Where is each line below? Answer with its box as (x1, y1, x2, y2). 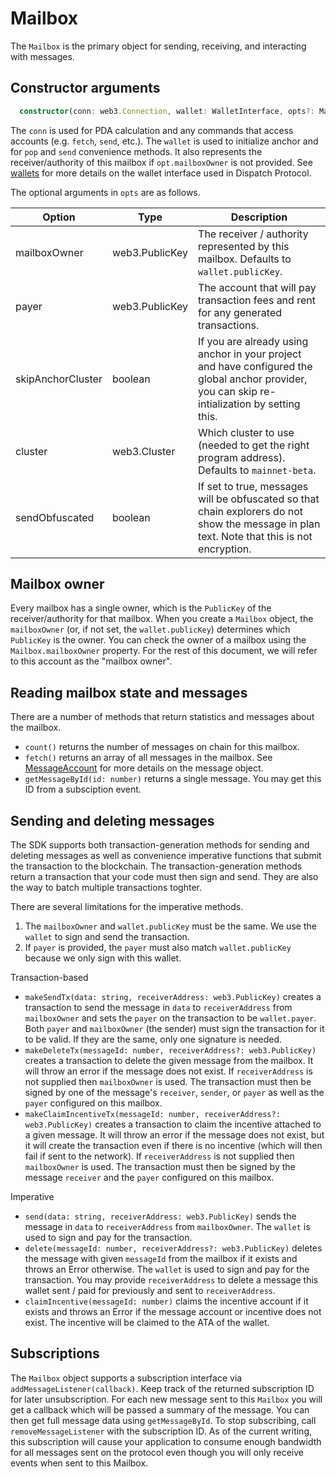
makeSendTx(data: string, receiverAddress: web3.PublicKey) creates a (24, 991, 322, 1003)
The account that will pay (198, 280, 317, 294)
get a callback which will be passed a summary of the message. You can (10, 1403, 310, 1416)
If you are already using (198, 334, 309, 348)
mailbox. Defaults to (198, 252, 292, 266)
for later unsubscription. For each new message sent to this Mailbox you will (10, 1393, 323, 1405)
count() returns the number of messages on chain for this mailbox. (24, 741, 300, 753)
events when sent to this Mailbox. (10, 1457, 149, 1469)
